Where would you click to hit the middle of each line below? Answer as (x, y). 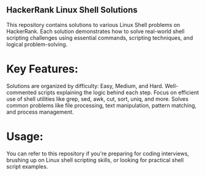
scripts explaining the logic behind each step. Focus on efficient (118, 92)
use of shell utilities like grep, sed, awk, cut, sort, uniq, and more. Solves (97, 99)
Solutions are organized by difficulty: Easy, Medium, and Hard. (85, 86)
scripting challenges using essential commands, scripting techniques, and (100, 38)
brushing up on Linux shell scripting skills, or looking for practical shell (95, 160)
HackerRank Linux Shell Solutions (72, 10)
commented (21, 92)
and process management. (40, 112)
